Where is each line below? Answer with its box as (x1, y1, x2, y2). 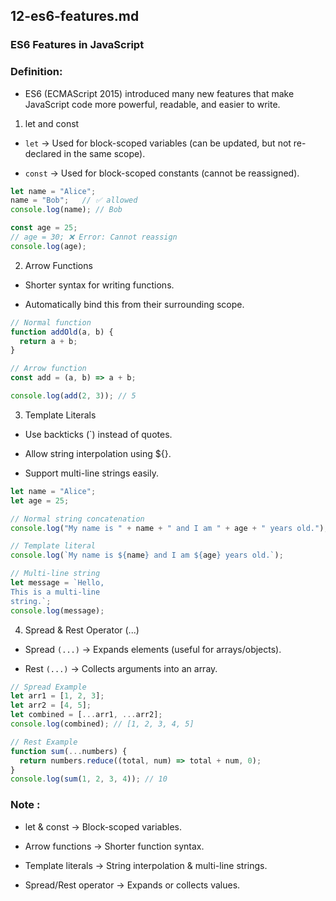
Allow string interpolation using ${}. (24, 447, 172, 459)
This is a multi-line (10, 587, 101, 597)
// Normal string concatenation (10, 514, 145, 524)
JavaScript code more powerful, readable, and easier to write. (24, 98, 281, 110)
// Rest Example (10, 737, 78, 747)
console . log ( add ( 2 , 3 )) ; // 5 (10, 391, 137, 401)
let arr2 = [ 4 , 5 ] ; (10, 700, 92, 711)
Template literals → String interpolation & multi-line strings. (24, 859, 268, 871)
